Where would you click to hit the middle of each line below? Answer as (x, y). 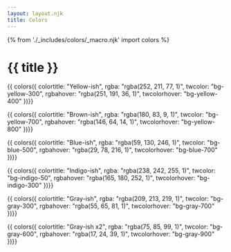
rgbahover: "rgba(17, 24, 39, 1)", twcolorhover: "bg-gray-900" (127, 234)
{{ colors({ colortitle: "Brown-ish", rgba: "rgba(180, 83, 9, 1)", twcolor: (105, 115)
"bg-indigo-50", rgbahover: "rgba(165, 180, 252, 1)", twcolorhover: (101, 178)
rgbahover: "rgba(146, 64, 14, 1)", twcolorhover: (112, 122)
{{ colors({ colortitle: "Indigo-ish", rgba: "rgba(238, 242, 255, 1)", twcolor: (111, 171)
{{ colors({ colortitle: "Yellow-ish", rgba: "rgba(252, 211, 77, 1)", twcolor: (108, 86)
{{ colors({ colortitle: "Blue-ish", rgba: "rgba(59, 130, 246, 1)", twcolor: (107, 143)
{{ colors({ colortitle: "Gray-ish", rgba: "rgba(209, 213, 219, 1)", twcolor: (108, 199)
